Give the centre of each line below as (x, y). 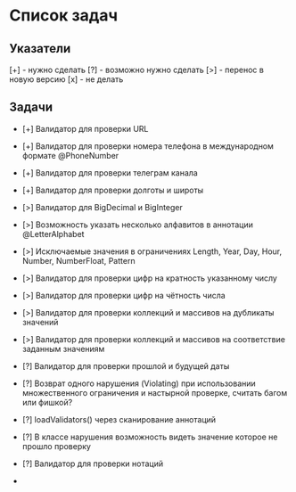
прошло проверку (57, 446)
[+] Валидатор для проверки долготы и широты (113, 190)
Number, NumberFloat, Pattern (78, 260)
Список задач (64, 16)
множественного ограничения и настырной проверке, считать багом (155, 392)
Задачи (31, 107)
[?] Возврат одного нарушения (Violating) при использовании (139, 383)
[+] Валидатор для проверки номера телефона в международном (148, 146)
